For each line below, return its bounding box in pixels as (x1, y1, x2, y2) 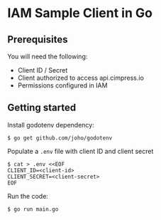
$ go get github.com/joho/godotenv (7, 134, 113, 142)
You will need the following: (7, 52, 88, 61)
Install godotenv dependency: (7, 120, 94, 129)
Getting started (7, 102, 77, 114)
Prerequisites (7, 33, 68, 46)
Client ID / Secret (17, 66, 68, 74)
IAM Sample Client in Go (7, 5, 152, 21)
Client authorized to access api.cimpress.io (17, 73, 144, 82)
